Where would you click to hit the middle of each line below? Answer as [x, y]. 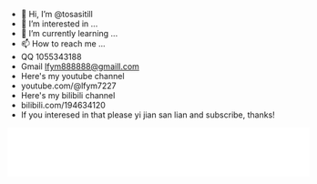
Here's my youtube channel [72, 76]
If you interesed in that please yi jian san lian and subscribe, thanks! [148, 115]
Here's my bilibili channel [68, 95]
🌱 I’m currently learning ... [69, 33]
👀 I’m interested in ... [59, 24]
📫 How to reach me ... [63, 44]
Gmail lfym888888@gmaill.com [80, 66]
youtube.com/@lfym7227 [68, 86]
